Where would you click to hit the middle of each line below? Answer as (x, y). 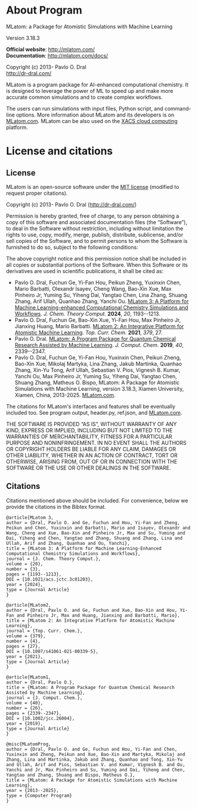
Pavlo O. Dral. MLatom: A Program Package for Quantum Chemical (95, 338)
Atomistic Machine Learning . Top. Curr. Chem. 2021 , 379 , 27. (89, 332)
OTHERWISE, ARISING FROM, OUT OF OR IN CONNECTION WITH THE (92, 461)
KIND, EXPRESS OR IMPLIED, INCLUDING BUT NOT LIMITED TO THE (89, 430)
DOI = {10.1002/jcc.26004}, (41, 718)
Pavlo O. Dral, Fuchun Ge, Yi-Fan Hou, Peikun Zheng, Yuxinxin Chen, (98, 282)
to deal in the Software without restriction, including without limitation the (95, 228)
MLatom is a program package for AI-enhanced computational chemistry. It (97, 84)
